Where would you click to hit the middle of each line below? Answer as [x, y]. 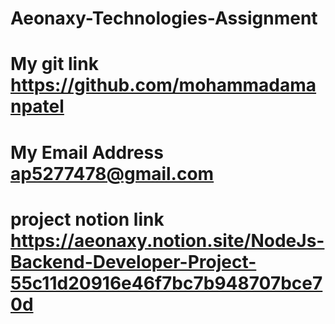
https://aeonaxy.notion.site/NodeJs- [167, 240]
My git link [54, 64]
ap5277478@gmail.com [112, 173]
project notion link [87, 219]
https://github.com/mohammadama [163, 85]
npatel [37, 106]
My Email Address [87, 152]
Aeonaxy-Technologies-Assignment [164, 18]
